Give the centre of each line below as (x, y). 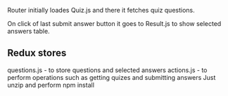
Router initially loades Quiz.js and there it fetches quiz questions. (101, 10)
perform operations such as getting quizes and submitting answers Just (112, 77)
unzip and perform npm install (51, 85)
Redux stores (37, 53)
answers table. (29, 31)
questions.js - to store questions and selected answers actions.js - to (107, 70)
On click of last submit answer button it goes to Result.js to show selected (114, 23)
